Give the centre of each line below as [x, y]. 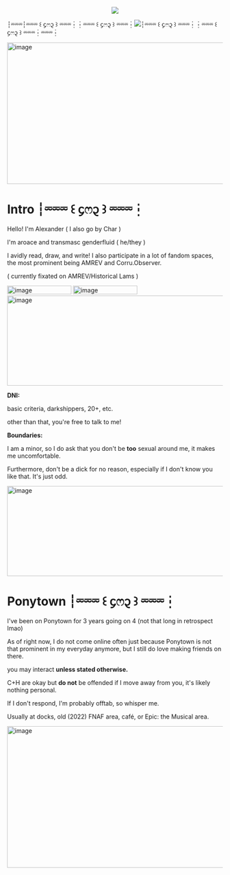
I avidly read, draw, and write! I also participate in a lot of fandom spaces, [110, 255]
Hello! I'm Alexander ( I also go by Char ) [64, 229]
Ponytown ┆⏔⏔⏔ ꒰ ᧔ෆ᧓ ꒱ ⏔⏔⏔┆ [92, 602]
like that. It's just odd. [37, 476]
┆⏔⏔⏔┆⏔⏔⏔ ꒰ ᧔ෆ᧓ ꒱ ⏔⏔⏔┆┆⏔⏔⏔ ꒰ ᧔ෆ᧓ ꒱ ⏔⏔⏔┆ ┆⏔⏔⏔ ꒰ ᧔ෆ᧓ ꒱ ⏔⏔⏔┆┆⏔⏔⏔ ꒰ [112, 24]
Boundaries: [25, 435]
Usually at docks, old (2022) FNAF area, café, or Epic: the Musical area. [108, 716]
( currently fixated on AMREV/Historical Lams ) [73, 276]
